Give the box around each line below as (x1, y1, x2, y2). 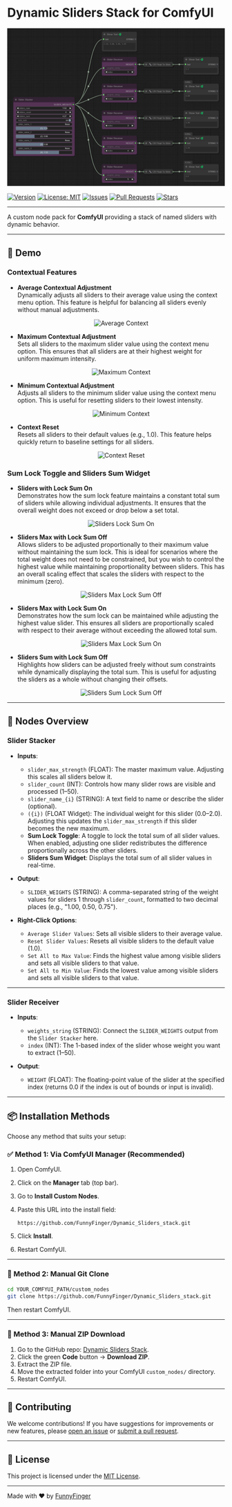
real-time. (27, 861, 56, 869)
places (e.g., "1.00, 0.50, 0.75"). (27, 903, 117, 911)
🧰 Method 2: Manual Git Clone (7, 1269, 109, 1279)
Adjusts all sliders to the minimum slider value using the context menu (17, 388, 216, 397)
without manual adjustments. (17, 305, 100, 313)
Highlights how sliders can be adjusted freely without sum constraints (17, 661, 216, 669)
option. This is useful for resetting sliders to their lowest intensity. (17, 396, 204, 404)
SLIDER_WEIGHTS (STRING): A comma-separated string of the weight (27, 887, 219, 896)
